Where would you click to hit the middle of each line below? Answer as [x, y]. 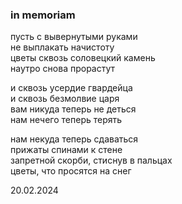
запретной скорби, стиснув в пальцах [91, 160]
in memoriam [43, 15]
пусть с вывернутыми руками [74, 37]
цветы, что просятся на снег [71, 171]
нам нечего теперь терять [66, 120]
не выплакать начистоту [62, 47]
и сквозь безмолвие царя [65, 99]
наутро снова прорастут [63, 69]
